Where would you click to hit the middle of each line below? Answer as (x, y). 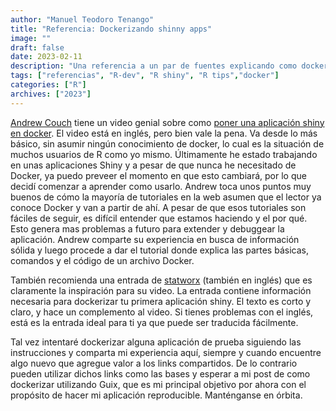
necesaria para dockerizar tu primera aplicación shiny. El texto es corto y (161, 301)
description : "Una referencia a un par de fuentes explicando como (154, 66)
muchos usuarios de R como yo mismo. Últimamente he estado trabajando (164, 154)
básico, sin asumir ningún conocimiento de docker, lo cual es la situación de (167, 143)
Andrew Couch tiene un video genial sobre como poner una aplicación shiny (167, 122)
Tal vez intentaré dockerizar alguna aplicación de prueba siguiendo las (156, 342)
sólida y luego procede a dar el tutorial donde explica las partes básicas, (159, 250)
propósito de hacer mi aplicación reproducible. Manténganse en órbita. (156, 395)
